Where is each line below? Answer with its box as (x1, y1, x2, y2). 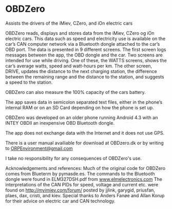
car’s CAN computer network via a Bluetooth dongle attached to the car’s (5, 41, 160, 47)
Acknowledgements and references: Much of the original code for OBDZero (5, 165, 166, 171)
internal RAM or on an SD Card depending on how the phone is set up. (5, 104, 154, 110)
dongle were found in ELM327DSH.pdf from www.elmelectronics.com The (5, 176, 163, 182)
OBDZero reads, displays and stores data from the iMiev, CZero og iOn (5, 30, 155, 36)
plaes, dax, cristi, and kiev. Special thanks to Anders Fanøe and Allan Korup (5, 192, 165, 198)
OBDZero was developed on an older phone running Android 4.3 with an (5, 114, 158, 121)
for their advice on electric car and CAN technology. (5, 198, 116, 204)
